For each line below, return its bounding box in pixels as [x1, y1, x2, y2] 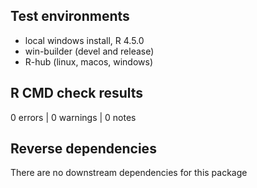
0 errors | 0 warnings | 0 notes [10, 111, 137, 123]
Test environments [10, 8, 130, 25]
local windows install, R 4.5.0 [24, 34, 145, 46]
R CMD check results [10, 85, 144, 102]
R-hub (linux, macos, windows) [24, 55, 154, 68]
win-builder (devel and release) [24, 45, 155, 57]
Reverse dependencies [10, 140, 157, 158]
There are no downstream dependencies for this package [10, 167, 248, 179]
